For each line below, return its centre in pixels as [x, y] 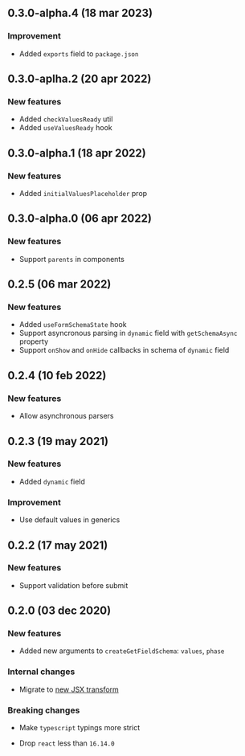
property [34, 341]
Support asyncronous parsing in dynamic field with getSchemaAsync [128, 333]
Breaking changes [44, 710]
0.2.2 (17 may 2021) [58, 545]
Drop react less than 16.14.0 [67, 743]
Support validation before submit [73, 585]
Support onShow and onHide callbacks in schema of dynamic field [124, 350]
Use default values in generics [69, 520]
